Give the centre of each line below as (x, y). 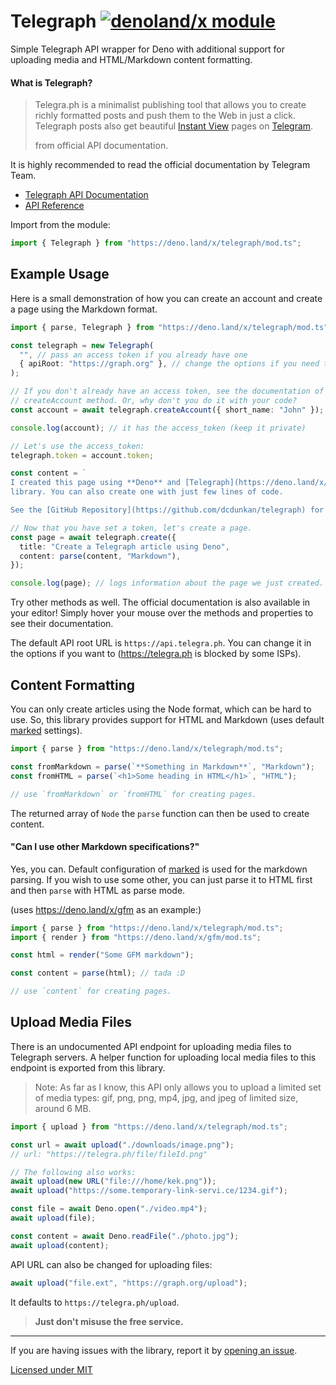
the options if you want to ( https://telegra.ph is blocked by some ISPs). (156, 654)
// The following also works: (73, 1172)
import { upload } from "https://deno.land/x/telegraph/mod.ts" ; (149, 1126)
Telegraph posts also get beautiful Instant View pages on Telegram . (174, 126)
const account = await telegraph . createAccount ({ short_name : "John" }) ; (167, 410)
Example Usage (60, 274)
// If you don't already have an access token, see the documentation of (167, 391)
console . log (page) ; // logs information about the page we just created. (167, 583)
